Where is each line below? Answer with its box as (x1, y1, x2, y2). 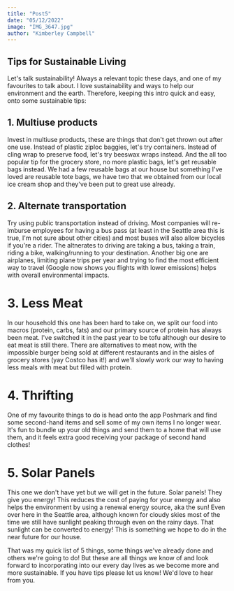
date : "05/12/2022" (7, 17, 64, 24)
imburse (7, 226, 31, 234)
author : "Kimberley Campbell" (7, 29, 96, 37)
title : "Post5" (7, 10, 52, 17)
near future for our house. (7, 532, 82, 541)
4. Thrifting (7, 387, 74, 403)
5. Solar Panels (7, 464, 96, 480)
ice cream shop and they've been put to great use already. (7, 180, 176, 188)
